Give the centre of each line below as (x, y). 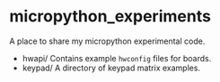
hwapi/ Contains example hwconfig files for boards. (117, 58)
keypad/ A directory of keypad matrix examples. (111, 68)
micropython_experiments (110, 16)
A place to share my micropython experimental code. (107, 41)
